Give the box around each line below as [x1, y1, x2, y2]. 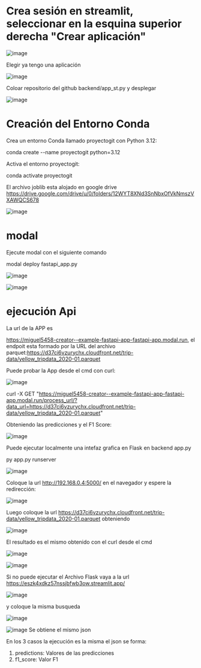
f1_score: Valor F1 [14, 655, 58, 663]
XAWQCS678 [6, 196, 40, 203]
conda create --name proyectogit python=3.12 [6, 148, 121, 155]
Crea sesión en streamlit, [6, 4, 134, 18]
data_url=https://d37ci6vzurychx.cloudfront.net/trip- [6, 403, 136, 410]
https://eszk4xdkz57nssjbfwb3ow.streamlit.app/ [6, 579, 125, 586]
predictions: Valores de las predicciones [14, 649, 115, 657]
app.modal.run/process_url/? [6, 396, 78, 403]
